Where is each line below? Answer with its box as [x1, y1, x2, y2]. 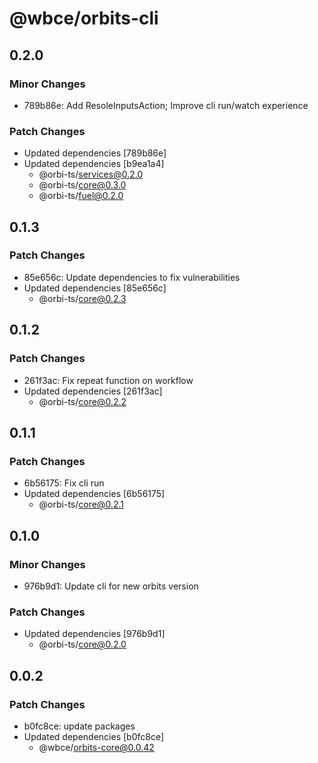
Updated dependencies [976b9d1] [23, 628, 166, 640]
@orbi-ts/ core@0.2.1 [38, 498, 124, 511]
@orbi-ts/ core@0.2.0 [38, 638, 127, 651]
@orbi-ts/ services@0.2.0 [38, 168, 144, 181]
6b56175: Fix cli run [23, 477, 105, 489]
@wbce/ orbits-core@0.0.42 [38, 741, 155, 753]
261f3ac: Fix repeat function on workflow [23, 374, 194, 386]
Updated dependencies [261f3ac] [23, 385, 163, 397]
